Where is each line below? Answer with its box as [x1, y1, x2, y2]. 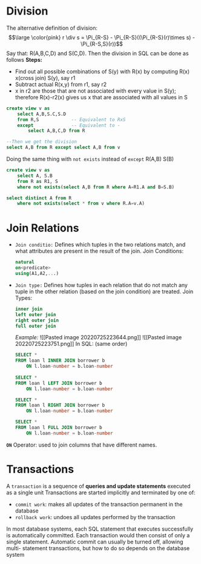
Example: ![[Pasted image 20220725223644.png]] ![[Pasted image [15, 334, 182, 341]
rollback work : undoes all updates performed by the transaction [15, 513, 176, 520]
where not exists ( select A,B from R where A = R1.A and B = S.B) [17, 184, 174, 190]
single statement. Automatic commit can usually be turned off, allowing [6, 538, 183, 545]
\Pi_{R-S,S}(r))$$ [81, 40, 123, 47]
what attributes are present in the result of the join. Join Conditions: [15, 247, 183, 255]
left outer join [15, 311, 56, 317]
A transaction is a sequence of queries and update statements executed [6, 482, 191, 489]
